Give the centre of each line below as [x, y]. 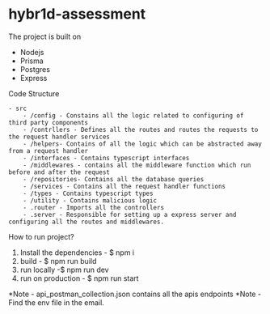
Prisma [32, 61]
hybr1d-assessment [77, 14]
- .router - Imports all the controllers [93, 207]
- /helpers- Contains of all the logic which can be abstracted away [143, 144]
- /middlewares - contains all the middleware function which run [137, 165]
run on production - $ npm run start [79, 278]
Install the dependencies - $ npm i [77, 252]
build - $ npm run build [58, 261]
